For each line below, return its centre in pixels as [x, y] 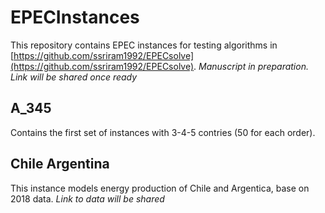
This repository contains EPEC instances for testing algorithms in [144, 45]
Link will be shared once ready [74, 77]
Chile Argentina [60, 164]
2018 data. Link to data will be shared [87, 198]
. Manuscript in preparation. [251, 66]
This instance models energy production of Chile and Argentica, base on [160, 188]
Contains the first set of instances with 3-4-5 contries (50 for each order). [163, 132]
